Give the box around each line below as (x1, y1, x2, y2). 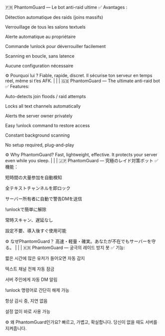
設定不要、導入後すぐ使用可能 (5, 228, 66, 233)
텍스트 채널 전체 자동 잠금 (5, 266, 55, 272)
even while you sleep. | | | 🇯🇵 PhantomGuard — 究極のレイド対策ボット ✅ (5, 158, 159, 163)
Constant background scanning (5, 132, 70, 138)
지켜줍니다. (5, 325, 27, 331)
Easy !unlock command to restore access (5, 123, 90, 128)
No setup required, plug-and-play (5, 142, 74, 148)
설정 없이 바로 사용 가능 (5, 308, 51, 314)
